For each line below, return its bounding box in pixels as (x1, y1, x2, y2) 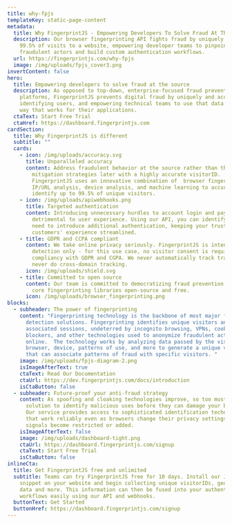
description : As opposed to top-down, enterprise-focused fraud (13, 87, 202, 94)
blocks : (7, 300, 30, 306)
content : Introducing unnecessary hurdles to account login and (25, 210, 215, 217)
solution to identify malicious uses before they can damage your (25, 403, 221, 410)
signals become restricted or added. (25, 421, 135, 429)
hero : (7, 74, 23, 82)
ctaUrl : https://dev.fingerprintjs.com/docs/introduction (19, 376, 190, 384)
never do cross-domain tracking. (32, 261, 128, 268)
